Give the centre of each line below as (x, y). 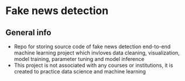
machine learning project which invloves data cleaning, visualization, (97, 53)
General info (28, 33)
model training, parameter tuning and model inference (79, 59)
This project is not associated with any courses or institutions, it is (93, 65)
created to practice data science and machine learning (80, 71)
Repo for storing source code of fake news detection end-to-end (92, 46)
